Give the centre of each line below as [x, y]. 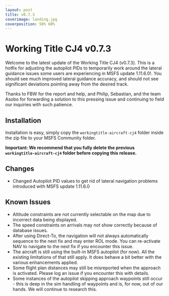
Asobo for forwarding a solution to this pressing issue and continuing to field [85, 99]
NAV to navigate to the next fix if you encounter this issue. [73, 246]
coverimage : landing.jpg [31, 19]
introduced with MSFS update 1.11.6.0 [51, 186]
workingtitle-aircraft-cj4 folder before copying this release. [71, 153]
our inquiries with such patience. [39, 105]
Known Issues [28, 202]
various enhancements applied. [45, 262]
